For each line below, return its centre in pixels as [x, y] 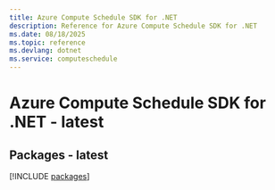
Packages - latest [59, 155]
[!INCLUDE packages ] [50, 176]
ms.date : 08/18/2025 [48, 34]
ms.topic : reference [48, 42]
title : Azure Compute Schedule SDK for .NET [93, 17]
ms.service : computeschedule [63, 59]
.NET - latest [57, 122]
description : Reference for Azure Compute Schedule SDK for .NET [133, 26]
